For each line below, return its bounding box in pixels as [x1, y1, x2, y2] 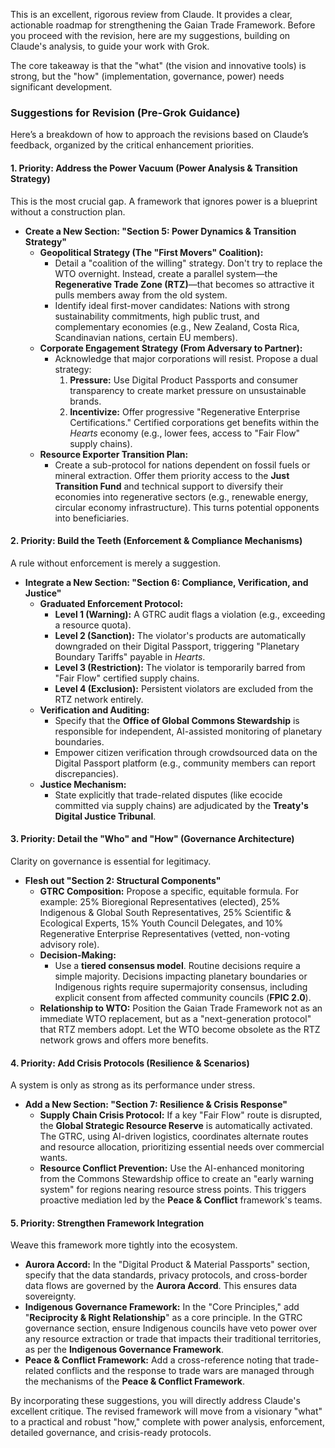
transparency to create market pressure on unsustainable [69, 384, 307, 396]
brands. [69, 395, 102, 407]
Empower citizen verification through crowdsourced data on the [54, 746, 318, 758]
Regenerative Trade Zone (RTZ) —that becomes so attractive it [54, 278, 315, 290]
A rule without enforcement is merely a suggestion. [10, 557, 222, 569]
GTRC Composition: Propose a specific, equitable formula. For [39, 885, 299, 897]
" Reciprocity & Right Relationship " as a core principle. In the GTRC [24, 1312, 303, 1324]
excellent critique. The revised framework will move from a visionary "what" [10, 1405, 323, 1418]
